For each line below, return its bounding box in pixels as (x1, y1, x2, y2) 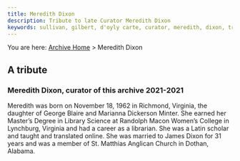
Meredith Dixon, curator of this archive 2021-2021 (7, 85, 184, 95)
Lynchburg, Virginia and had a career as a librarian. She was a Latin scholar (7, 124, 229, 133)
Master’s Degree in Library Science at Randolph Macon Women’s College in (7, 117, 230, 125)
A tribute (7, 63, 48, 76)
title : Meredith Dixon (7, 10, 75, 18)
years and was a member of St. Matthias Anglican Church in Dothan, (7, 140, 209, 148)
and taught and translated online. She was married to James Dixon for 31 (7, 132, 221, 140)
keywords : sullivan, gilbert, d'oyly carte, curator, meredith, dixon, (7, 24, 225, 31)
